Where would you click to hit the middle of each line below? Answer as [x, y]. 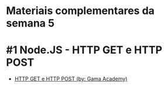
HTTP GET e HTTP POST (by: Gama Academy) [71, 79]
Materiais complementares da [80, 11]
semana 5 [30, 23]
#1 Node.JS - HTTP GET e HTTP [84, 50]
